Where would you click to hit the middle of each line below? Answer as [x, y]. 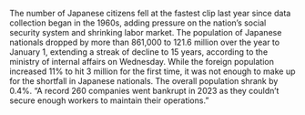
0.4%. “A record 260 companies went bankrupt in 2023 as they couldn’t [144, 91]
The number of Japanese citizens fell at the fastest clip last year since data [150, 13]
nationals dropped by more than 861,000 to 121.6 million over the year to [145, 42]
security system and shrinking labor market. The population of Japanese [146, 32]
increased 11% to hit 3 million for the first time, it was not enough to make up [152, 71]
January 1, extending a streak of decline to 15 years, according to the [139, 52]
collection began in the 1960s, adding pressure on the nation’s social [138, 23]
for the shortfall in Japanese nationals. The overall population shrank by [144, 81]
